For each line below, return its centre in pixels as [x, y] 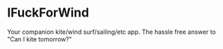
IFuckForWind [48, 13]
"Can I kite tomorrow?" [40, 39]
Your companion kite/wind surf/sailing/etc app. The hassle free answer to [111, 32]
